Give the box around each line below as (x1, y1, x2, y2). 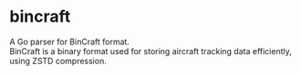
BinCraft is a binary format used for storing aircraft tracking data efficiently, (9, 45, 292, 56)
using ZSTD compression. (9, 55, 107, 66)
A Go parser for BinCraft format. (9, 36, 130, 47)
